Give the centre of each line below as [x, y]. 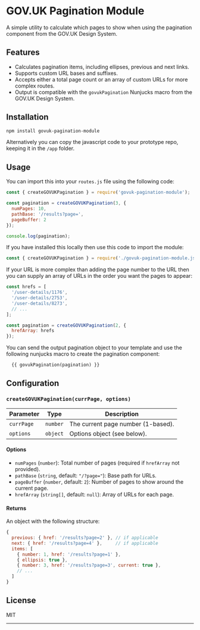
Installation [27, 117]
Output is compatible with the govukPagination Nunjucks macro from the [103, 92]
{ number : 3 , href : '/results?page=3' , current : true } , [89, 565]
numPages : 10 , [29, 209]
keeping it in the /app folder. [40, 148]
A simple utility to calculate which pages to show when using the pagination [99, 27]
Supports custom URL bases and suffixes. [66, 73]
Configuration [33, 383]
